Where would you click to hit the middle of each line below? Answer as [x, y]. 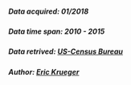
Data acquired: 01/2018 [49, 11]
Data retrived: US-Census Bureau [65, 51]
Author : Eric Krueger [44, 71]
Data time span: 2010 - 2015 [57, 31]
